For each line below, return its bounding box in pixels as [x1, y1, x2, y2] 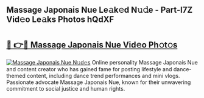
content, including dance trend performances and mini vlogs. [26, 72, 180, 79]
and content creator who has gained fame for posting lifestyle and [6, 66, 172, 72]
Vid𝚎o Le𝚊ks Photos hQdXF [6, 15, 114, 25]
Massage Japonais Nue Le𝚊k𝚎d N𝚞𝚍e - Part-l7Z [6, 5, 193, 15]
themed [6, 72, 26, 79]
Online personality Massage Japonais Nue [91, 59, 198, 66]
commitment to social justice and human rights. [6, 85, 125, 92]
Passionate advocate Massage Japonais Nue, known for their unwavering [6, 79, 191, 86]
